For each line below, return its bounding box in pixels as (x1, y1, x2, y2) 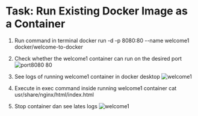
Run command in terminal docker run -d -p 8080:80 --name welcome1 (14, 37, 190, 44)
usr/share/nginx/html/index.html (14, 91, 94, 98)
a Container (5, 17, 66, 31)
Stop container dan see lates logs (14, 102, 97, 109)
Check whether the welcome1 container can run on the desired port (14, 55, 182, 62)
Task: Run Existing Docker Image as (5, 4, 188, 18)
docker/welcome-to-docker (14, 43, 84, 50)
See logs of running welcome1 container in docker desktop (14, 73, 160, 80)
